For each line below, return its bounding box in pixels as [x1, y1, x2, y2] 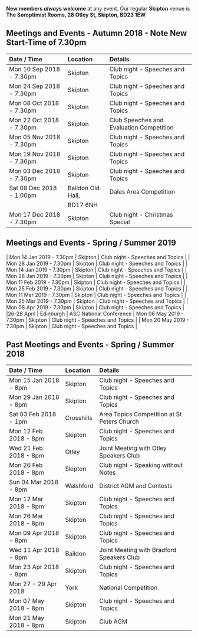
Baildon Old [67, 184, 100, 192]
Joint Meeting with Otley [99, 444, 167, 452]
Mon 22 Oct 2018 [9, 116, 60, 124]
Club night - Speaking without [99, 461, 183, 469]
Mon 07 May [9, 597, 45, 605]
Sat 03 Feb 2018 [9, 410, 57, 419]
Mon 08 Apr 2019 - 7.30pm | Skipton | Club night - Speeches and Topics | [6, 303, 184, 311]
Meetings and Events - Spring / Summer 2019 [6, 238, 177, 248]
